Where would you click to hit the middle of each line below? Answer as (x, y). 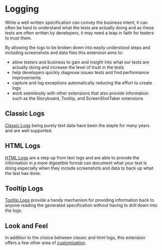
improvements (26, 77)
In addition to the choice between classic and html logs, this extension (75, 238)
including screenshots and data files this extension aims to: (64, 53)
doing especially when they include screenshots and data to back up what (79, 168)
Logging (22, 9)
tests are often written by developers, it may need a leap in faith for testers (80, 33)
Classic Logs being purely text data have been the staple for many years (77, 125)
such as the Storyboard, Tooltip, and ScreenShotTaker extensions (78, 98)
